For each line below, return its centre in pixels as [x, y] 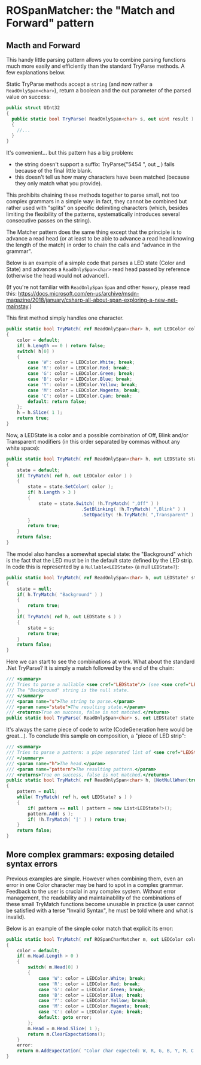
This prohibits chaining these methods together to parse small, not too [93, 195]
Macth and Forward [43, 45]
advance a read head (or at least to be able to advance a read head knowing [100, 239]
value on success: [28, 97]
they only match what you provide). [59, 183]
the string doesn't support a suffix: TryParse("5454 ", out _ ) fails [95, 164]
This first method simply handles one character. [65, 318]
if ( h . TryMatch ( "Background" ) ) [60, 594]
